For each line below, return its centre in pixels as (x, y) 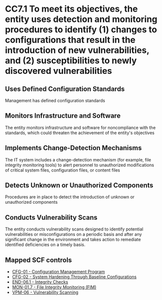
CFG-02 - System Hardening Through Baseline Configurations (74, 277)
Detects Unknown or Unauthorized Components (79, 185)
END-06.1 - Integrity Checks (40, 282)
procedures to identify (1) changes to (81, 30)
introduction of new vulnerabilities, (77, 50)
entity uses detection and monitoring (81, 19)
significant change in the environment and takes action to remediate (73, 240)
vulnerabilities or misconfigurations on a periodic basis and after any (73, 234)
